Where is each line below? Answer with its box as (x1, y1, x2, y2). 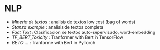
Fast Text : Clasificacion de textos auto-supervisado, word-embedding (11, 29, 156, 35)
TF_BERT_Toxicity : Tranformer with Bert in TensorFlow (11, 34, 124, 40)
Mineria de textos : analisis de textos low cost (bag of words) (11, 19, 136, 25)
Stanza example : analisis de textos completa (11, 24, 104, 30)
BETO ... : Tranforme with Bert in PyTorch (11, 39, 96, 45)
